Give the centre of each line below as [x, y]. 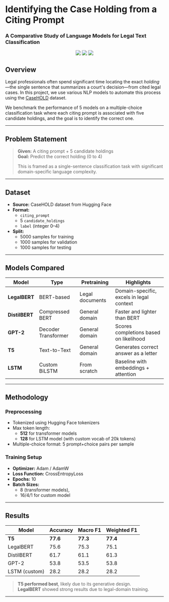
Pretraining [95, 282]
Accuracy [61, 530]
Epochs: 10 [24, 479]
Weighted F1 [121, 530]
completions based [138, 332]
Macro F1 [90, 530]
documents [93, 300]
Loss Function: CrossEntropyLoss [48, 474]
